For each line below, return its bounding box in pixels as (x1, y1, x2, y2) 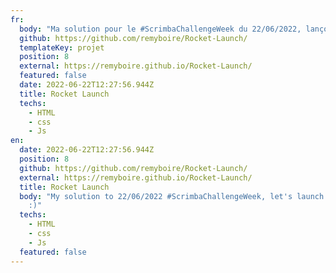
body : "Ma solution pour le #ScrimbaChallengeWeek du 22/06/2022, (19, 24, 302, 34)
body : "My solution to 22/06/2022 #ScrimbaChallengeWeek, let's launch (19, 191, 325, 201)
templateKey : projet (19, 42, 105, 53)
